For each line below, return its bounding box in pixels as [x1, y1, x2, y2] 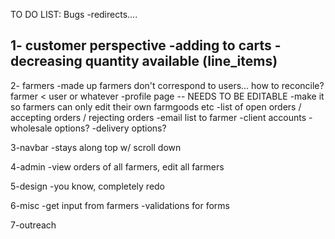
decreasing [10, 53, 83, 70]
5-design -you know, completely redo [10, 180, 166, 192]
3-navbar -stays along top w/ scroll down [10, 141, 182, 153]
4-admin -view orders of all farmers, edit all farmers [10, 160, 225, 173]
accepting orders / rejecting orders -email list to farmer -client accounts [10, 111, 307, 123]
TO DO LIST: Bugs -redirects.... [10, 9, 138, 20]
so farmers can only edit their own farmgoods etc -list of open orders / [10, 100, 302, 113]
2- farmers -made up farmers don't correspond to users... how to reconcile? [10, 79, 325, 91]
